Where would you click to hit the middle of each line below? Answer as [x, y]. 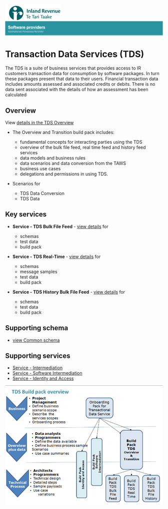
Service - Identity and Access [43, 378]
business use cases [40, 169]
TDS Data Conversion [42, 193]
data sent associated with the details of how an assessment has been [77, 90]
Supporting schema [37, 328]
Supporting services [38, 356]
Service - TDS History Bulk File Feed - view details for [69, 292]
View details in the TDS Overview [39, 123]
